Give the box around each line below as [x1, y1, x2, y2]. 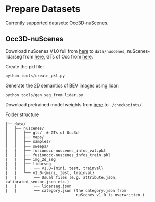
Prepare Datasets [5, 3, 81, 15]
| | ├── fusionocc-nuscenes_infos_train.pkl [5, 152, 111, 158]
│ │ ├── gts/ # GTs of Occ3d [5, 130, 79, 135]
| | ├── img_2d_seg [5, 157, 56, 162]
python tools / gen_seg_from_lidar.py [5, 92, 83, 97]
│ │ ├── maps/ [5, 134, 44, 140]
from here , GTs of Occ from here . [23, 53, 93, 60]
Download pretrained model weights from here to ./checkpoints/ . [5, 101, 143, 107]
